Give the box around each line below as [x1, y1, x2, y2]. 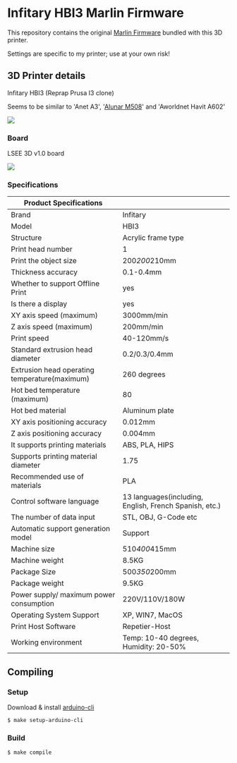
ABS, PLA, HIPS [122, 440, 174, 450]
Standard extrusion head [11, 345, 93, 355]
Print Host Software [11, 622, 76, 632]
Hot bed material [11, 405, 66, 415]
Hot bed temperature [11, 386, 80, 396]
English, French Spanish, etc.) [122, 501, 221, 511]
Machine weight [11, 556, 64, 566]
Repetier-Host [122, 622, 171, 632]
